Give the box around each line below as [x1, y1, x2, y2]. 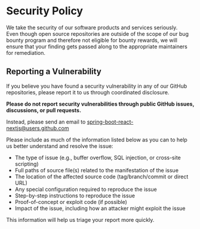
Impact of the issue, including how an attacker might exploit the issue [14, 205, 186, 212]
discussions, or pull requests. [6, 106, 82, 114]
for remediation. [6, 49, 46, 56]
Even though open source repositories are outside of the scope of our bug [6, 30, 189, 37]
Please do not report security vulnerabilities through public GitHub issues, [6, 100, 195, 107]
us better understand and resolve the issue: [6, 142, 113, 150]
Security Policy [6, 4, 84, 18]
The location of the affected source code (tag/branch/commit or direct [14, 173, 189, 180]
